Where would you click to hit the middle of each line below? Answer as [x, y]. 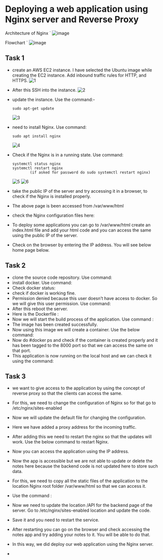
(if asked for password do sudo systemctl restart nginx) [90, 172]
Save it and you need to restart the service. [56, 520]
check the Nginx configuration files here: [53, 215]
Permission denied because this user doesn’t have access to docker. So [85, 298]
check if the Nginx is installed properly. [52, 196]
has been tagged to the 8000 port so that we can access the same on [82, 345]
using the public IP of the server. [45, 235]
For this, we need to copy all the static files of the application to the [80, 481]
